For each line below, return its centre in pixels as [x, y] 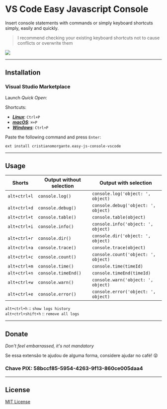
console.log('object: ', [121, 194]
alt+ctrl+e [20, 294]
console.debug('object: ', [124, 205]
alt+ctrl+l [20, 196]
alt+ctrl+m [20, 266]
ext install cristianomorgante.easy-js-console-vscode [63, 146]
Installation [23, 73]
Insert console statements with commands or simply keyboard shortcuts [79, 23]
